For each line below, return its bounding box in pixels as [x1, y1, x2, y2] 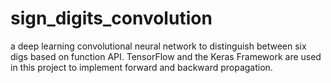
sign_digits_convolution [10, 7, 213, 30]
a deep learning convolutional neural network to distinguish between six [10, 40, 307, 52]
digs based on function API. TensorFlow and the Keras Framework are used [10, 50, 322, 62]
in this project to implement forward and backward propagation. [10, 61, 273, 73]
